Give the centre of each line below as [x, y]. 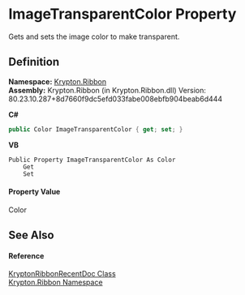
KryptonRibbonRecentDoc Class [62, 274]
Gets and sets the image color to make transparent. [94, 36]
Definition [34, 62]
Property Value [34, 192]
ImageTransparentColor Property [122, 14]
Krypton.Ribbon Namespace [56, 282]
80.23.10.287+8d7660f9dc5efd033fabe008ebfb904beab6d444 [116, 99]
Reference [26, 255]
